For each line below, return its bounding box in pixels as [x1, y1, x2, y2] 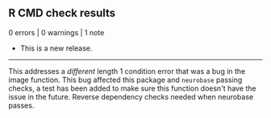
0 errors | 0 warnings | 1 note [8, 27, 105, 37]
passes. [8, 100, 35, 110]
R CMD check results [8, 6, 116, 20]
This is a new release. [19, 43, 93, 53]
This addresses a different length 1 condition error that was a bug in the [8, 66, 246, 75]
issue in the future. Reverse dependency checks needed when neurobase [8, 92, 254, 101]
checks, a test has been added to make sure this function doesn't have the [8, 83, 256, 93]
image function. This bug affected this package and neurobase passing [8, 75, 243, 84]
